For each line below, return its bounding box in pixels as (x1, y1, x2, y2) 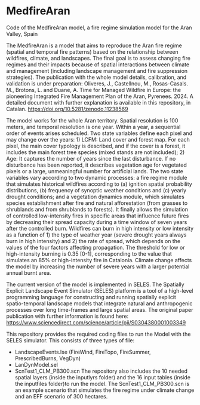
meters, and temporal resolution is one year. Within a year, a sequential (6, 123, 181, 130)
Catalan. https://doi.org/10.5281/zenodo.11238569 (6, 105, 128, 112)
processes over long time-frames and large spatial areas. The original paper (6, 306, 193, 313)
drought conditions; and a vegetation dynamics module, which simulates (6, 193, 185, 200)
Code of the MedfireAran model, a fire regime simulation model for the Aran (6, 24, 192, 31)
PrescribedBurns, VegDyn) (14, 354, 81, 362)
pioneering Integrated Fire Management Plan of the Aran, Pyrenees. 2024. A (6, 93, 194, 100)
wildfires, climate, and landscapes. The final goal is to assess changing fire (6, 54, 191, 62)
